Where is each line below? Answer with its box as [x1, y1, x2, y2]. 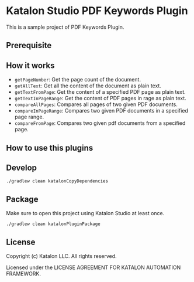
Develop [6, 162, 37, 172]
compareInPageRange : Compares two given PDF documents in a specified [14, 107, 189, 114]
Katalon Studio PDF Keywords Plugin [6, 4, 188, 18]
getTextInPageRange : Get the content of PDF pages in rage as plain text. [14, 95, 187, 102]
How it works [6, 60, 55, 70]
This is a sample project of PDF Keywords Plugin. [6, 23, 124, 30]
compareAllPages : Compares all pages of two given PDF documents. [14, 101, 178, 108]
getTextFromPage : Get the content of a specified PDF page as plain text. [14, 89, 186, 96]
